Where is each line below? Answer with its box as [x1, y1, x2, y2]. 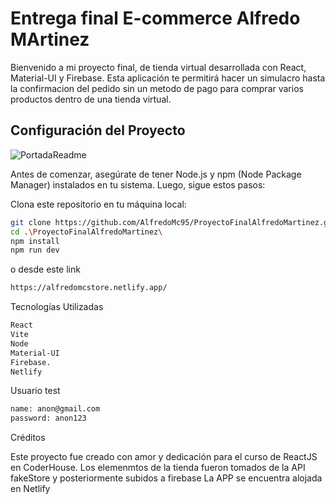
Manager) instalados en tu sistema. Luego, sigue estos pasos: [10, 178, 266, 191]
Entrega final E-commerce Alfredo [10, 7, 301, 30]
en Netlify [10, 483, 51, 495]
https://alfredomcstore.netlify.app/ [10, 283, 168, 293]
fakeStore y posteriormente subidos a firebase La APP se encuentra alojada [10, 472, 323, 484]
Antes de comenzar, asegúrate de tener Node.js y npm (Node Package [10, 168, 302, 180]
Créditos [10, 432, 46, 444]
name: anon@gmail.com [10, 404, 101, 414]
